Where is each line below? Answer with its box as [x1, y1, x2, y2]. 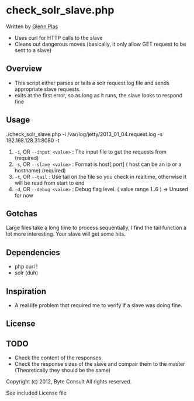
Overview [6, 64, 43, 74]
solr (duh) [14, 269, 39, 276]
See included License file [6, 389, 67, 396]
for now [14, 192, 34, 199]
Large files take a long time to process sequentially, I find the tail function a [6, 224, 187, 232]
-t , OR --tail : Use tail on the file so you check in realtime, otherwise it [14, 173, 187, 180]
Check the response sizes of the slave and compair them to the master [14, 361, 185, 368]
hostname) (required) [14, 166, 66, 174]
